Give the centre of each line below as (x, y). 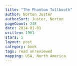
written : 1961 (20, 33)
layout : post (19, 42)
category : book (21, 47)
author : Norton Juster (29, 14)
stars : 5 (14, 38)
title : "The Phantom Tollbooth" (39, 10)
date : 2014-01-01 (23, 28)
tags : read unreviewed (29, 51)
